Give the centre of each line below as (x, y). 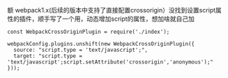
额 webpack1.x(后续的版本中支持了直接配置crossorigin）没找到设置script (112, 10)
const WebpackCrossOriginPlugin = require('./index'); (89, 32)
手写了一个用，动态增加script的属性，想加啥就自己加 (119, 19)
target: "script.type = (48, 56)
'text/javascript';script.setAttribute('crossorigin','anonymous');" (111, 62)
